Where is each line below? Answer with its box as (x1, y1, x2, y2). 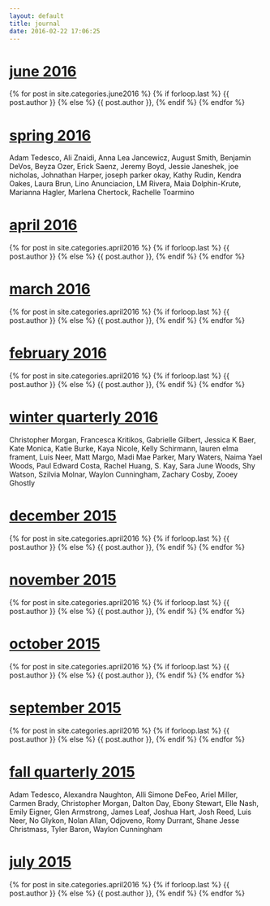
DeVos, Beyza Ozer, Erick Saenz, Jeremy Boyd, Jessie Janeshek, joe (9, 162, 239, 172)
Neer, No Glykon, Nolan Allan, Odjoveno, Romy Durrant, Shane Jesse (9, 815, 240, 825)
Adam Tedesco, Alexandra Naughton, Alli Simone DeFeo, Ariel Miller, (9, 790, 238, 799)
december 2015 (9, 507, 117, 525)
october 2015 (9, 635, 101, 653)
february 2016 (9, 344, 108, 363)
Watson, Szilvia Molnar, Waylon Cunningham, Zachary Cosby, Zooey (9, 469, 238, 479)
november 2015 (9, 571, 117, 590)
